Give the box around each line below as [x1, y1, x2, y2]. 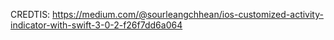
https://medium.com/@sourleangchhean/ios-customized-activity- [52, 9, 324, 20]
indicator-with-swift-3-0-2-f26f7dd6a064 [10, 19, 183, 31]
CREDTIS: [10, 9, 51, 20]
